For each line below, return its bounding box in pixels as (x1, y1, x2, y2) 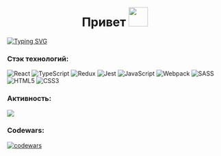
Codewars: (7, 126, 44, 136)
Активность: (7, 94, 52, 104)
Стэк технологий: (7, 54, 69, 63)
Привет (81, 14, 127, 30)
